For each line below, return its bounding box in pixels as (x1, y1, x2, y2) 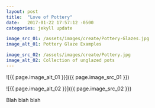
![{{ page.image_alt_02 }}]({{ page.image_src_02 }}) (6, 85, 132, 92)
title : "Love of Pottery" (6, 14, 73, 20)
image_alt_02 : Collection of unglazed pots (6, 57, 115, 63)
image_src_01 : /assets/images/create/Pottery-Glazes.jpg (6, 36, 150, 42)
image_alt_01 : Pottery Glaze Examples (6, 41, 102, 47)
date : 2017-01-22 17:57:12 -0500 (6, 19, 94, 25)
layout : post (6, 8, 38, 15)
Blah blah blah (6, 96, 41, 103)
